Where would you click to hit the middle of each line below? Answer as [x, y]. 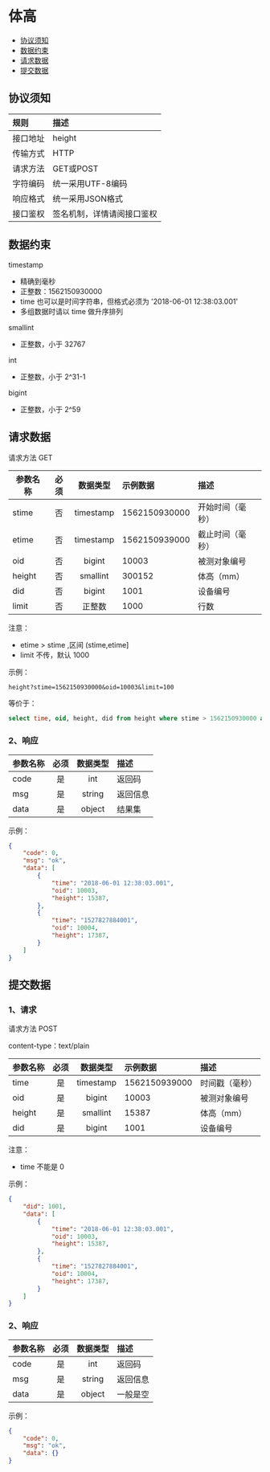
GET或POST [76, 168]
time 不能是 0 [42, 1167]
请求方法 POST [33, 1028]
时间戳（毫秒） [228, 1083]
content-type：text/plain [49, 1046]
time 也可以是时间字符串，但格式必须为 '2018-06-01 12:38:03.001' [129, 301]
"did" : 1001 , [45, 1207]
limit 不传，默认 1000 [55, 655]
